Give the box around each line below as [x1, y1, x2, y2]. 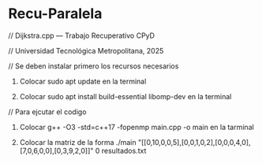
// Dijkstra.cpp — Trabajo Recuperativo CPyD [8, 31, 155, 40]
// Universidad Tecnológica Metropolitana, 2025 [8, 46, 164, 55]
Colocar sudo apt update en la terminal [19, 76, 147, 86]
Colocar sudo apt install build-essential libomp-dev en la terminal [19, 91, 232, 101]
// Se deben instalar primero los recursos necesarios [8, 61, 179, 71]
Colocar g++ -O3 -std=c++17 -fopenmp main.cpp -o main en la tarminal [19, 122, 254, 132]
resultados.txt [101, 146, 147, 155]
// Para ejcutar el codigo [8, 107, 87, 117]
